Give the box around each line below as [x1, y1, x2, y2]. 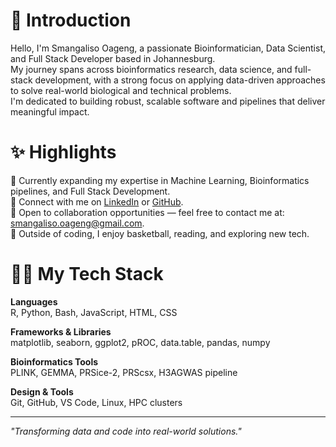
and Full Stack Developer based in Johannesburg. [10, 52, 216, 64]
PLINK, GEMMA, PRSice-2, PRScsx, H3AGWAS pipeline [10, 366, 238, 378]
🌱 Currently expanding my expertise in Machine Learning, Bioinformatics [10, 174, 310, 186]
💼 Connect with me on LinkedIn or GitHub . [10, 195, 184, 208]
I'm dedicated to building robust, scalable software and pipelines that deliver [10, 95, 326, 107]
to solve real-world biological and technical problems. [10, 84, 232, 96]
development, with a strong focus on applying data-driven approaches [34, 74, 326, 86]
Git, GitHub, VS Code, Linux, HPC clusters [10, 396, 183, 408]
